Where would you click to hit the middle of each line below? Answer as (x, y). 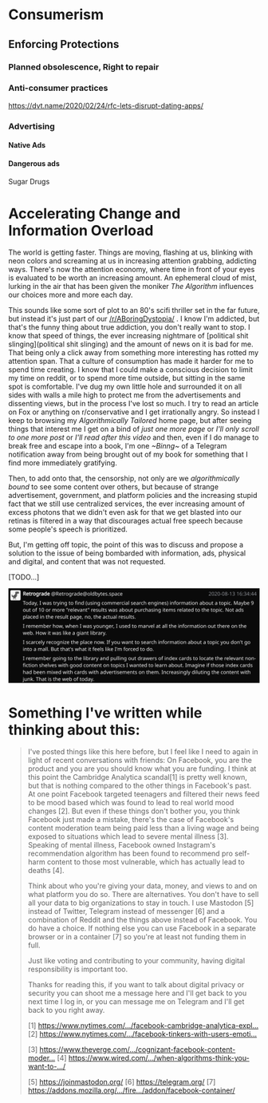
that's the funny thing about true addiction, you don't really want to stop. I (129, 327)
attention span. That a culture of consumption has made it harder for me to (131, 362)
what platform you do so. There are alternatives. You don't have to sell (143, 895)
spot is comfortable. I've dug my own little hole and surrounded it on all (125, 387)
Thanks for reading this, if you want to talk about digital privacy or (136, 985)
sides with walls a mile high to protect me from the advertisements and (124, 395)
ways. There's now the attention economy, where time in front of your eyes (132, 270)
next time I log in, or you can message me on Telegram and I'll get (136, 1002)
